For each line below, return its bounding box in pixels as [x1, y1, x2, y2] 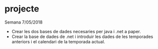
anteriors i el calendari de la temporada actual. [11, 38, 105, 44]
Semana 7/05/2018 [4, 19, 43, 25]
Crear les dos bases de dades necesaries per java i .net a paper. [11, 28, 141, 34]
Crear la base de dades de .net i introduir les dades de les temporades [11, 34, 153, 39]
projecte [4, 3, 39, 14]
